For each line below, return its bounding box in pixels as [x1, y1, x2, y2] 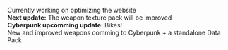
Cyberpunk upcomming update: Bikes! [7, 21, 123, 29]
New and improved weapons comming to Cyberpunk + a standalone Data [7, 28, 221, 37]
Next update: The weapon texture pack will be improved [7, 13, 172, 22]
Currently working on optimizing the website [7, 6, 136, 14]
